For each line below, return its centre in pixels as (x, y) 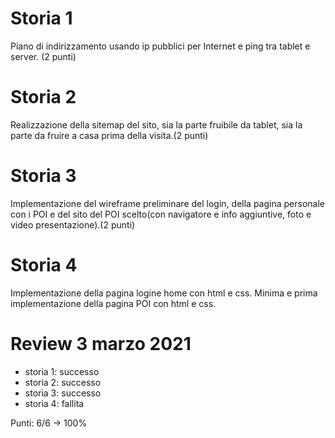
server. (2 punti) (43, 56)
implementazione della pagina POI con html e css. (113, 303)
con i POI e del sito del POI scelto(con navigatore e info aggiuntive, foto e (161, 214)
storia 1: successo (62, 371)
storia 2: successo (63, 382)
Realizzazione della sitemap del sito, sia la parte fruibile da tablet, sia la (156, 124)
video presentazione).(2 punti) (73, 224)
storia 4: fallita (54, 403)
